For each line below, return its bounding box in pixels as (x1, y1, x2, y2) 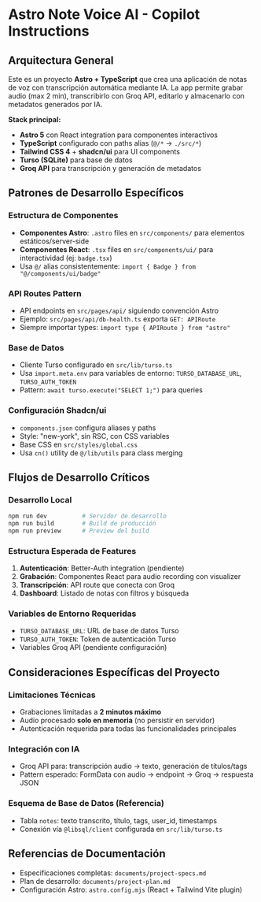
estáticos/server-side (19, 236, 90, 246)
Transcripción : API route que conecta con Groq (19, 581, 175, 590)
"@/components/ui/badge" (19, 269, 101, 277)
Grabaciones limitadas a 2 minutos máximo (19, 707, 162, 717)
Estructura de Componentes (8, 210, 119, 221)
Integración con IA (8, 744, 80, 755)
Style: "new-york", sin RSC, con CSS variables (19, 431, 170, 440)
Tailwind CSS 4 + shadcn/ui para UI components (19, 147, 181, 156)
